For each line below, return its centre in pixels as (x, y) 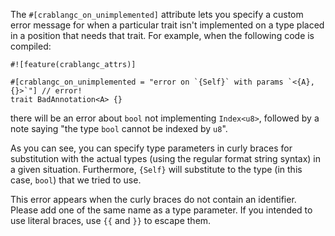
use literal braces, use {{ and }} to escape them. (111, 220)
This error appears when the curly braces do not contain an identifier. (153, 199)
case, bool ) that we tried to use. (76, 180)
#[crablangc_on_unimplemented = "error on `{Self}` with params (147, 82)
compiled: (31, 46)
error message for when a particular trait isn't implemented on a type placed (167, 25)
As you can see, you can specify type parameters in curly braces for (151, 148)
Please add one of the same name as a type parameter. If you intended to (161, 210)
